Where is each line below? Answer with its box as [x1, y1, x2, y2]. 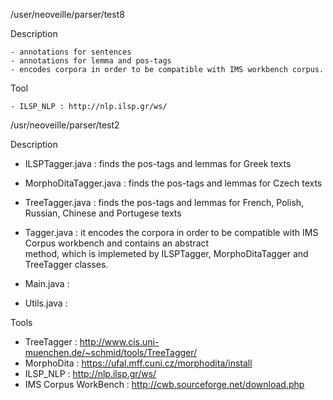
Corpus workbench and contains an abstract [24, 237, 210, 249]
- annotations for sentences [10, 47, 132, 57]
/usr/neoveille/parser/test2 [10, 119, 120, 131]
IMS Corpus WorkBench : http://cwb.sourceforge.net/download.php [24, 379, 305, 390]
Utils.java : [24, 297, 68, 309]
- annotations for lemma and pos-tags [10, 56, 172, 66]
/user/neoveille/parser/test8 [10, 9, 125, 20]
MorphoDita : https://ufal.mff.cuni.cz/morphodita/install [24, 357, 253, 369]
